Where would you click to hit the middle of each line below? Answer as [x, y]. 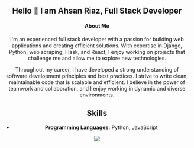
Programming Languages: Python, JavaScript [101, 127]
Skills [97, 113]
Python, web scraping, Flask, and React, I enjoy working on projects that [97, 52]
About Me [97, 26]
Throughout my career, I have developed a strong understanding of [97, 69]
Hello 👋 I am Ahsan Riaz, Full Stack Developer [97, 11]
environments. [97, 95]
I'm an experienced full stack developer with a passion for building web [97, 39]
